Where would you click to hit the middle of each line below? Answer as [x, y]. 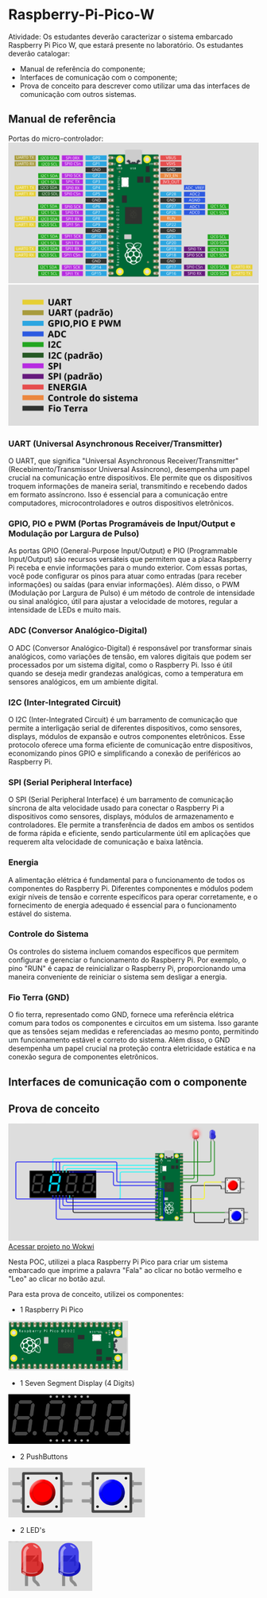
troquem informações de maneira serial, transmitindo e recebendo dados [128, 486]
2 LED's [33, 1530]
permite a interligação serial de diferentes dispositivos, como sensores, [125, 728]
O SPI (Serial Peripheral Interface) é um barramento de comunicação [121, 799]
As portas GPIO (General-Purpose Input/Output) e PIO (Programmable [123, 551]
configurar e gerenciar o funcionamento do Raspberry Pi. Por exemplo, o [127, 960]
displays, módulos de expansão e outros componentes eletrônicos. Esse [127, 736]
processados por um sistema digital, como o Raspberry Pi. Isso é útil [120, 664]
